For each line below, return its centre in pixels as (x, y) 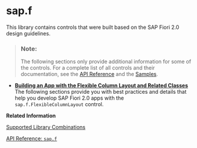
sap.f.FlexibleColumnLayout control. (59, 104)
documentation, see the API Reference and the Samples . (89, 74)
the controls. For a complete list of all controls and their (88, 68)
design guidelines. (28, 33)
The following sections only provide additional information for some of (106, 62)
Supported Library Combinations (46, 127)
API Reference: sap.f (32, 139)
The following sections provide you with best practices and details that (101, 92)
